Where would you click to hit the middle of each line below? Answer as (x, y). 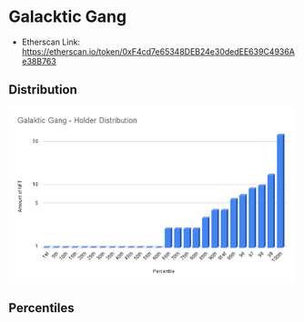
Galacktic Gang (68, 17)
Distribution (43, 90)
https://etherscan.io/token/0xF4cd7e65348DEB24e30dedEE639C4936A (158, 51)
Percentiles (41, 308)
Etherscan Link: (51, 42)
